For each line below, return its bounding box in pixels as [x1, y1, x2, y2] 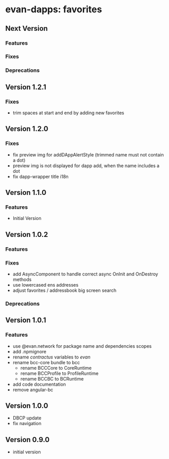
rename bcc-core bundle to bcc [12, 359, 80, 365]
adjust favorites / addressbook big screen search [12, 287, 117, 293]
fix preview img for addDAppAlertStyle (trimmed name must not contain [12, 151, 164, 157]
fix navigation [12, 421, 42, 427]
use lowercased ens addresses [12, 282, 78, 288]
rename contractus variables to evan [12, 354, 91, 360]
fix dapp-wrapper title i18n [12, 173, 69, 179]
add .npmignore [12, 348, 47, 354]
